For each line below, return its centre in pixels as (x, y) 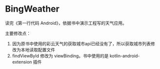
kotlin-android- (125, 56)
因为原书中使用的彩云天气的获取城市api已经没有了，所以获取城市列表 (81, 43)
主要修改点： (18, 33)
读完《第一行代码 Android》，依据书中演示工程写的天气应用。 (66, 23)
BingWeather (32, 9)
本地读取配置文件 (38, 50)
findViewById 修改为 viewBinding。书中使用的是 (60, 56)
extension (22, 62)
